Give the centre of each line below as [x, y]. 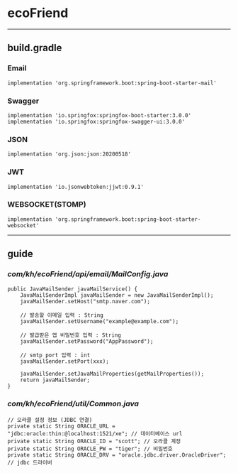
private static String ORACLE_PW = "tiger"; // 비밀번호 [90, 449]
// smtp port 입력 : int [55, 355]
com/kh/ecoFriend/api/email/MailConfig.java [88, 274]
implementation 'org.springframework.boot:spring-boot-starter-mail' [112, 83]
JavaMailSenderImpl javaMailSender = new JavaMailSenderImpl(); [117, 295]
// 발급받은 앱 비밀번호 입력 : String [71, 335]
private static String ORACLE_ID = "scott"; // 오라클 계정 [94, 441]
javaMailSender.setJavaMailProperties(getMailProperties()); [112, 374]
